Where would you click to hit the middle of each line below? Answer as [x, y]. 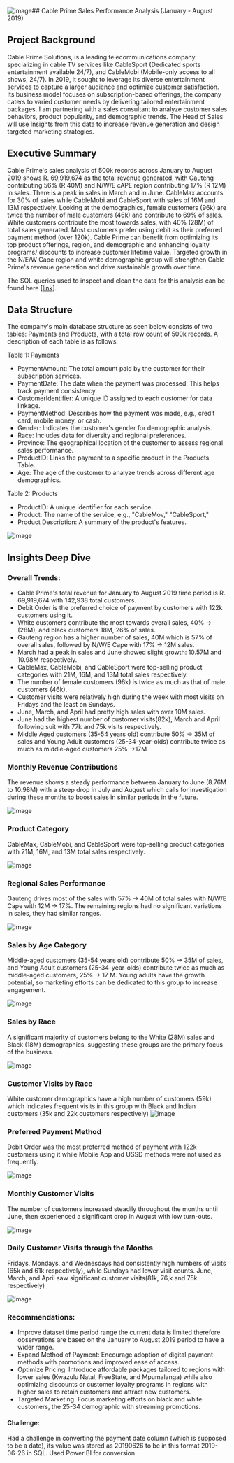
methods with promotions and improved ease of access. [98, 1362]
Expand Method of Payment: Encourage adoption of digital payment [115, 1355]
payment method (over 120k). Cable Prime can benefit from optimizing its [113, 237]
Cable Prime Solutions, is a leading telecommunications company [101, 57]
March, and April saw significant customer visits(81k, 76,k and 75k [102, 1278]
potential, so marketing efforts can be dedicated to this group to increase [112, 982]
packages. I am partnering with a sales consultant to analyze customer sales [117, 109]
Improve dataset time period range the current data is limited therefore [119, 1332]
